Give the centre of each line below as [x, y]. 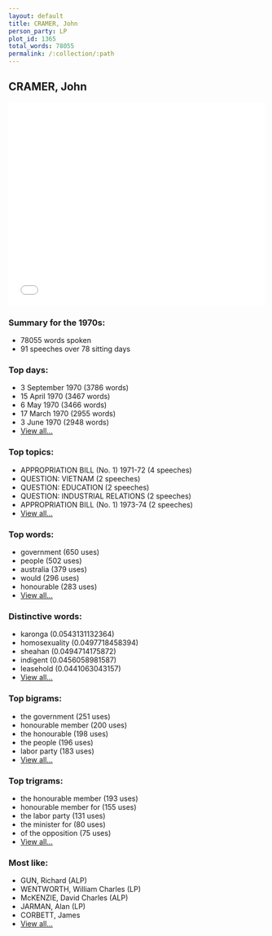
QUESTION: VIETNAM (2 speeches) [80, 478]
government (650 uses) [60, 552]
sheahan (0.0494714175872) [68, 652]
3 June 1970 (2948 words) [65, 422]
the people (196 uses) [57, 742]
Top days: [29, 370]
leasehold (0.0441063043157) [70, 669]
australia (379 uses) [54, 569]
